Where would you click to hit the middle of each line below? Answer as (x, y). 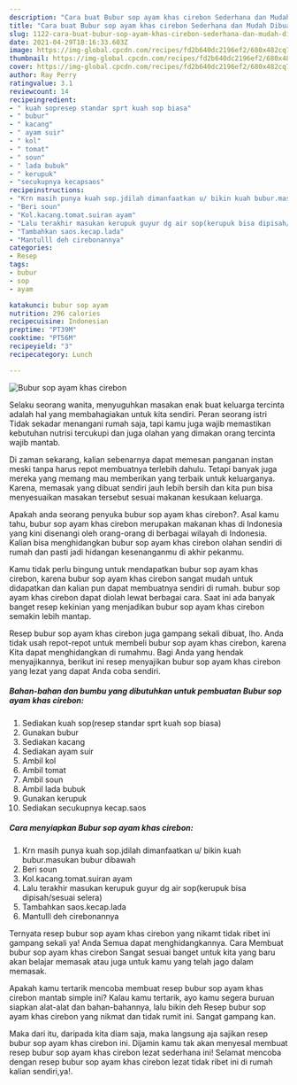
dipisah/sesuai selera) (62, 897)
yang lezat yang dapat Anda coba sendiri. (85, 670)
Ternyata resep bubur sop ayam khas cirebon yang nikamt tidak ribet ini (140, 933)
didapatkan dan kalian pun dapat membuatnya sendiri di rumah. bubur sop (145, 588)
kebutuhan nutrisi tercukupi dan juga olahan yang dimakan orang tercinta (142, 433)
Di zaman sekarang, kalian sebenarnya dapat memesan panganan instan (141, 459)
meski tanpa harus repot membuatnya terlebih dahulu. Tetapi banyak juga (143, 469)
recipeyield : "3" (41, 346)
